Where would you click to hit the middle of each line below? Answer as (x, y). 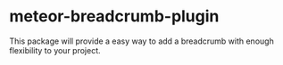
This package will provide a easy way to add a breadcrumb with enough (141, 41)
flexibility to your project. (55, 50)
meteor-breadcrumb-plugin (114, 16)
